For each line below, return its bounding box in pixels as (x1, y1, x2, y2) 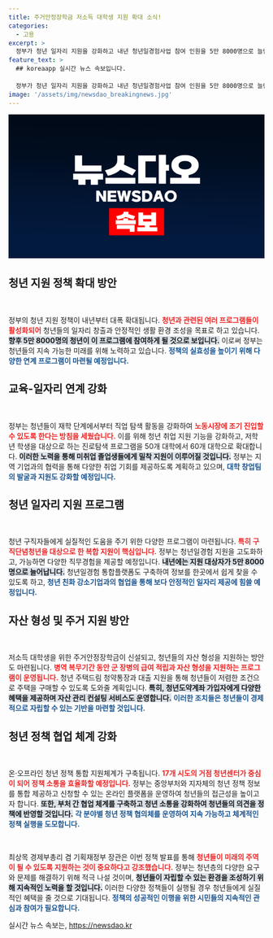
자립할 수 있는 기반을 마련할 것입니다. (29, 704, 146, 713)
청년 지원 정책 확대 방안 (8, 277, 118, 290)
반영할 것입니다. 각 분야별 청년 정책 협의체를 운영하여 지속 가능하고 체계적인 (23, 809, 259, 819)
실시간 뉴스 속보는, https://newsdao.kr (8, 920, 132, 931)
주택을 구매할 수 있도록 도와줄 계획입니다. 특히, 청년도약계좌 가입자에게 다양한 (16, 683, 262, 693)
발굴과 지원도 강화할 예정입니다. (16, 472, 116, 482)
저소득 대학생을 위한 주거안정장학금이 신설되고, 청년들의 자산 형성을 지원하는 (8, 652, 249, 662)
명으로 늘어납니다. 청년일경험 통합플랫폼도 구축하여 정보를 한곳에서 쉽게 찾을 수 (8, 567, 258, 577)
